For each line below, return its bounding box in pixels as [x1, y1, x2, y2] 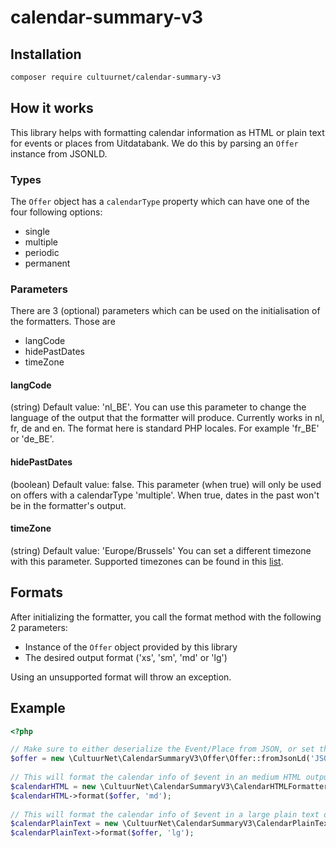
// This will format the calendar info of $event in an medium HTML [10, 772, 302, 783]
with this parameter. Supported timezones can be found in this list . [10, 555, 284, 567]
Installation [10, 46, 82, 63]
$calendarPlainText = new [10, 819, 118, 829]
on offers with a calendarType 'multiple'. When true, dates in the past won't [10, 489, 320, 501]
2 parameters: [10, 621, 68, 633]
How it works [10, 100, 94, 117]
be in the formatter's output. [10, 499, 127, 511]
